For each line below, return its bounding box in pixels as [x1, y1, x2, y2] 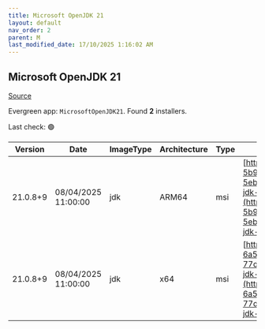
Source [8, 91, 32, 100]
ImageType [109, 144, 152, 155]
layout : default [8, 19, 62, 27]
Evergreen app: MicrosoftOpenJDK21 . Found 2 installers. [8, 106, 188, 115]
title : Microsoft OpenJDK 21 [8, 11, 104, 20]
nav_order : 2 [8, 26, 51, 34]
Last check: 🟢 [8, 122, 55, 131]
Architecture [159, 144, 208, 155]
